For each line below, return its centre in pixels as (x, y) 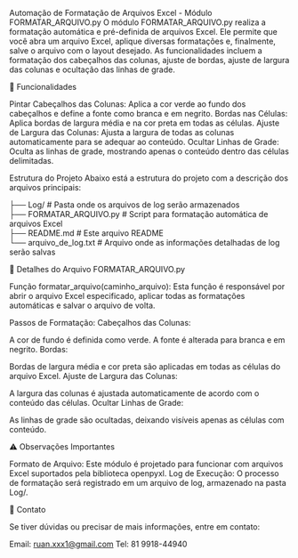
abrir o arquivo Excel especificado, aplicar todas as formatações (127, 296)
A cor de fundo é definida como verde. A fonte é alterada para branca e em (147, 340)
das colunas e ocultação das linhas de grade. (92, 69)
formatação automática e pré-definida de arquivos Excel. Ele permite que (144, 32)
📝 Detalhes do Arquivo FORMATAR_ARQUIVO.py (97, 269)
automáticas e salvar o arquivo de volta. (82, 305)
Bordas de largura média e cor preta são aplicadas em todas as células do (145, 367)
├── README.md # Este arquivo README (87, 233)
